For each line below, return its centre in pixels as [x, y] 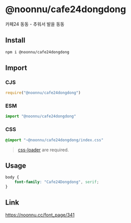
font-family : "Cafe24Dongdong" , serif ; [57, 182]
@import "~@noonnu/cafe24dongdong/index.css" [54, 140]
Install [15, 40]
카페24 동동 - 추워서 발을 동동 [35, 24]
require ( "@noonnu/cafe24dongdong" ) [43, 93]
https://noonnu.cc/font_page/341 [40, 215]
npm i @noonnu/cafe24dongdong [37, 52]
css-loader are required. [43, 150]
